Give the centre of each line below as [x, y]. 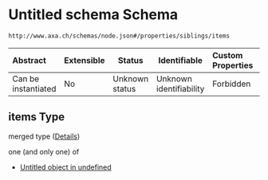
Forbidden [232, 84]
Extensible [84, 60]
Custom [228, 55]
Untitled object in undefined [65, 167]
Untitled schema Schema [93, 15]
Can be [26, 79]
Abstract [29, 60]
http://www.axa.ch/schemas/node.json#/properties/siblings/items [119, 36]
